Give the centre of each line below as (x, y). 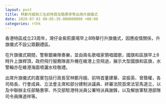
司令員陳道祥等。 (22, 97)
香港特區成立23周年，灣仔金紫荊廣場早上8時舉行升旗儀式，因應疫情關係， (81, 38)
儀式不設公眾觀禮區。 (31, 45)
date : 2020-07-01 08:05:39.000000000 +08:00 (52, 19)
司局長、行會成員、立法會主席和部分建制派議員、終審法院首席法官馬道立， (81, 84)
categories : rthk (23, 24)
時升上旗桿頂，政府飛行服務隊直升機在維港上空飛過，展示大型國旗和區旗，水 (83, 61)
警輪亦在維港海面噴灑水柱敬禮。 (38, 67)
